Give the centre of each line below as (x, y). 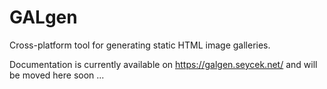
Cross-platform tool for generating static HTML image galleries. (140, 45)
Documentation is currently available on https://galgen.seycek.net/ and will (163, 64)
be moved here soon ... (57, 75)
